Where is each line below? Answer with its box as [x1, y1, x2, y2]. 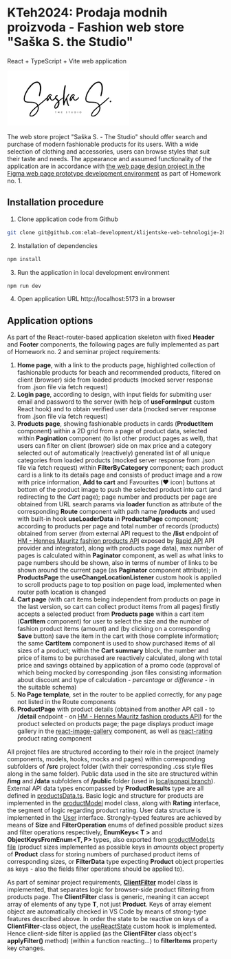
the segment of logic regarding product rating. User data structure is [7, 806, 201, 814]
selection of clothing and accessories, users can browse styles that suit [7, 147, 210, 156]
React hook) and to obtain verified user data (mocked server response [16, 405, 217, 413]
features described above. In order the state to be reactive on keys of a [7, 915, 209, 923]
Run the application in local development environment [16, 268, 170, 276]
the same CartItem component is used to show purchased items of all [16, 639, 215, 648]
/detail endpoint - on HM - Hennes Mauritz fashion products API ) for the [16, 712, 223, 721]
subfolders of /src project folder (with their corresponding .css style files [7, 763, 214, 771]
